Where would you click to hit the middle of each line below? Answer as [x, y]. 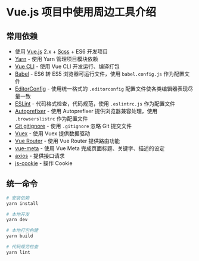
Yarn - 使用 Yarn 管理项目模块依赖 [56, 59]
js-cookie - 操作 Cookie [43, 163]
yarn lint [18, 252]
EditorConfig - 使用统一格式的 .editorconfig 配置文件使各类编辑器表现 [101, 89]
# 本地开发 [18, 214]
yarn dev [17, 220]
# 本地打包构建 [22, 231]
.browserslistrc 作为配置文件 [51, 119]
